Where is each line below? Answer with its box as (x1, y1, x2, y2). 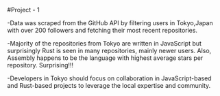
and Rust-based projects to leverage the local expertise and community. (7, 82, 211, 89)
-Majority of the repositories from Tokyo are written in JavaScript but (7, 39, 202, 47)
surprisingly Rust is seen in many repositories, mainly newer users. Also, (7, 47, 212, 54)
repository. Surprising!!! (7, 61, 74, 69)
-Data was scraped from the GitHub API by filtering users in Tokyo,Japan (7, 19, 214, 27)
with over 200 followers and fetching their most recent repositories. (7, 27, 197, 34)
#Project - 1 (7, 6, 40, 14)
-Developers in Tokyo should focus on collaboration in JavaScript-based (7, 74, 212, 82)
